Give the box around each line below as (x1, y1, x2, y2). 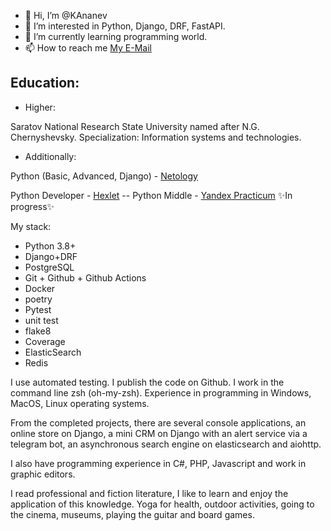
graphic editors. (10, 468, 76, 480)
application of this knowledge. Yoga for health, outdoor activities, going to (10, 498, 315, 510)
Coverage (24, 335, 66, 347)
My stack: (10, 220, 52, 232)
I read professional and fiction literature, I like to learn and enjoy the (10, 487, 289, 499)
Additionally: (24, 150, 77, 162)
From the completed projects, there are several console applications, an (10, 416, 307, 429)
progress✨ (10, 200, 55, 212)
